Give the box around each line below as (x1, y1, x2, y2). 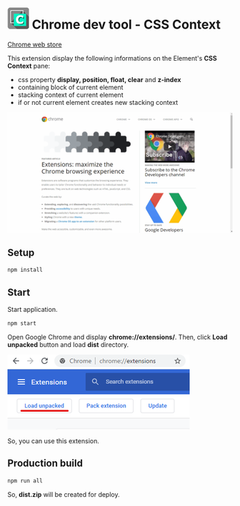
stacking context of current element (17, 90, 124, 99)
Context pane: (7, 61, 51, 70)
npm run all (7, 477, 43, 485)
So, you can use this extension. (7, 437, 100, 445)
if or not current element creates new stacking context (17, 98, 179, 106)
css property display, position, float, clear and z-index (17, 75, 181, 84)
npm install (7, 266, 43, 274)
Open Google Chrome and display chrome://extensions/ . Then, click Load (7, 333, 228, 342)
